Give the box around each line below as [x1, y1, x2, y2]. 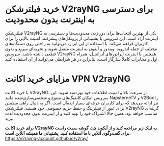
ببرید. [5, 115, 15, 121]
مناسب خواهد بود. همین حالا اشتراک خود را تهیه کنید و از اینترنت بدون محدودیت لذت [5, 110, 158, 116]
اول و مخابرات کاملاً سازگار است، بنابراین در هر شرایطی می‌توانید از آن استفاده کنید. [5, 56, 159, 62]
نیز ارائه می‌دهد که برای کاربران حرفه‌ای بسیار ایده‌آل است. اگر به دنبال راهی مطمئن [5, 99, 159, 106]
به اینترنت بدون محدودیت [5, 14, 95, 25]
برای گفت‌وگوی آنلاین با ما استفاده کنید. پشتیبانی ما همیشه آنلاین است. [5, 130, 131, 136]
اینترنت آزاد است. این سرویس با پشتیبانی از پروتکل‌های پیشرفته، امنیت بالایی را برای [5, 35, 158, 41]
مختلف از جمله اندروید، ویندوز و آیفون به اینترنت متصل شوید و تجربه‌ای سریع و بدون [5, 46, 158, 51]
